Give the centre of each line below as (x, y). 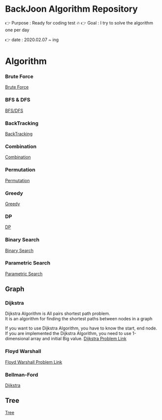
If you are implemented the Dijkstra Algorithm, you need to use (68, 333)
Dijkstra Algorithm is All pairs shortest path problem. (58, 313)
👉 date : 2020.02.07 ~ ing (32, 40)
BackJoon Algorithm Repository (71, 9)
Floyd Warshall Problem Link (34, 362)
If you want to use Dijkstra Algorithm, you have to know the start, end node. (81, 328)
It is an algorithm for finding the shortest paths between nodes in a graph (79, 319)
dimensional (17, 339)
